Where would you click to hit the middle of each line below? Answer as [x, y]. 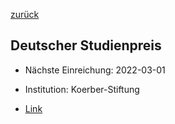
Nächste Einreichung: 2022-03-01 [95, 70]
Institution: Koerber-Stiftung [82, 89]
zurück [25, 14]
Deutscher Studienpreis [86, 45]
